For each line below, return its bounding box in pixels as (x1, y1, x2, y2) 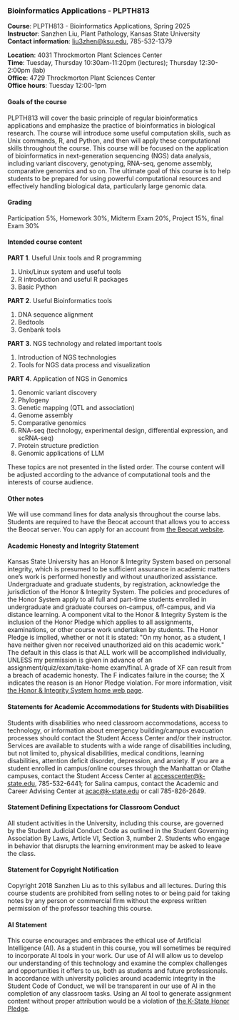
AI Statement (7, 920, 48, 929)
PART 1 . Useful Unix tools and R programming (7, 253, 142, 262)
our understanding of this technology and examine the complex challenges (7, 959, 228, 968)
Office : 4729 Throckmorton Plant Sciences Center (7, 73, 156, 82)
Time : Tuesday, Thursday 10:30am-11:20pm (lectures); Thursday (7, 58, 198, 67)
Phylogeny (17, 395, 50, 404)
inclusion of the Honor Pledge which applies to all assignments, (7, 618, 194, 626)
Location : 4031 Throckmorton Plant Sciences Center (7, 51, 163, 59)
